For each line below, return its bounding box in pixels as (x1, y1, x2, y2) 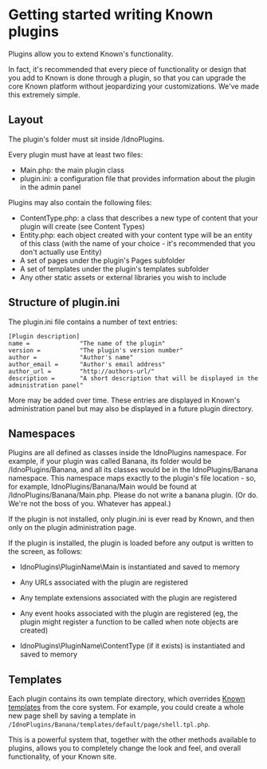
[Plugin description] (8, 332, 80, 340)
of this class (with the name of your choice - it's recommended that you (19, 238, 256, 248)
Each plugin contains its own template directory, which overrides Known (8, 694, 245, 704)
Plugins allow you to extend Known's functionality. (8, 49, 174, 58)
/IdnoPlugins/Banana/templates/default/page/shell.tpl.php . (8, 719, 210, 729)
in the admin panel (19, 182, 81, 192)
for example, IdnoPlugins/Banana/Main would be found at (8, 482, 197, 492)
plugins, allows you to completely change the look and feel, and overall (8, 743, 241, 753)
